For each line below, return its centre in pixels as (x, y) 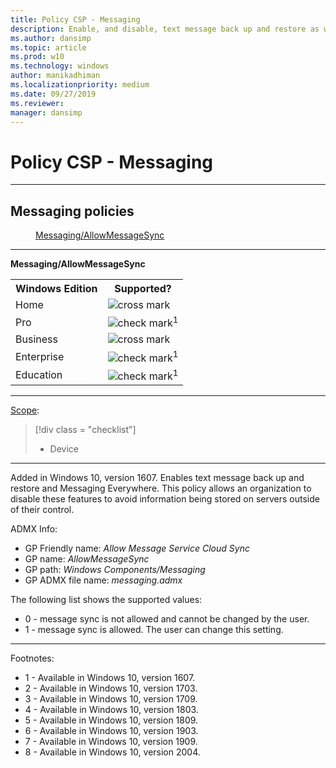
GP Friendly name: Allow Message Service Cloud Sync (137, 548)
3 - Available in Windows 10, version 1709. (111, 699)
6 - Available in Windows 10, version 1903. (111, 731)
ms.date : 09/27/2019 (53, 94)
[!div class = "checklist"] (85, 430)
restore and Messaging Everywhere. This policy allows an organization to (161, 488)
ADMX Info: (34, 529)
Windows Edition (56, 289)
